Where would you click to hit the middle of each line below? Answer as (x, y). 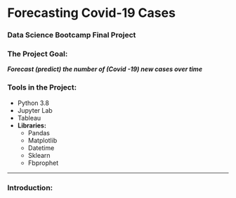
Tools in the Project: (42, 87)
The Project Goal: (38, 54)
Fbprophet (43, 163)
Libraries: (32, 125)
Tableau (29, 118)
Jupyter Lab (35, 110)
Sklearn (39, 155)
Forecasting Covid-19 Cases (91, 13)
